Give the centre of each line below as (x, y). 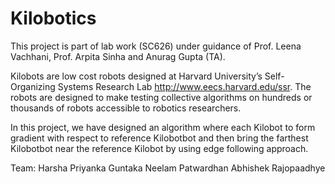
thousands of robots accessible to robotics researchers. (126, 108)
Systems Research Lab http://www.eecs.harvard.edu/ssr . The (184, 86)
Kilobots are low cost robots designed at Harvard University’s (136, 76)
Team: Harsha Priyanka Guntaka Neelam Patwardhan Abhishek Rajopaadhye (168, 168)
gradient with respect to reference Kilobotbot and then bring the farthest (159, 138)
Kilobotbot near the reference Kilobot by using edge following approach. (159, 148)
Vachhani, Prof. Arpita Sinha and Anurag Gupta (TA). (118, 56)
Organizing (33, 86)
